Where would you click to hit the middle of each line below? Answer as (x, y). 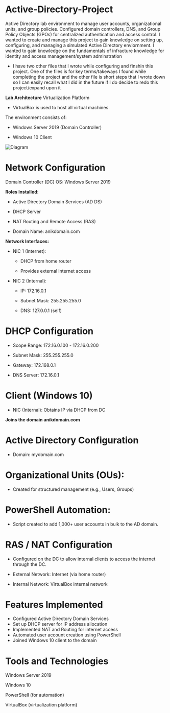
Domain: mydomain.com (38, 454)
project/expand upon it (37, 87)
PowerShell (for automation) (35, 695)
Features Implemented (54, 604)
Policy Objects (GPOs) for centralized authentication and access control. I (83, 34)
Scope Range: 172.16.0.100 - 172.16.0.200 (56, 345)
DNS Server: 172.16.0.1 (36, 375)
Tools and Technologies (57, 661)
